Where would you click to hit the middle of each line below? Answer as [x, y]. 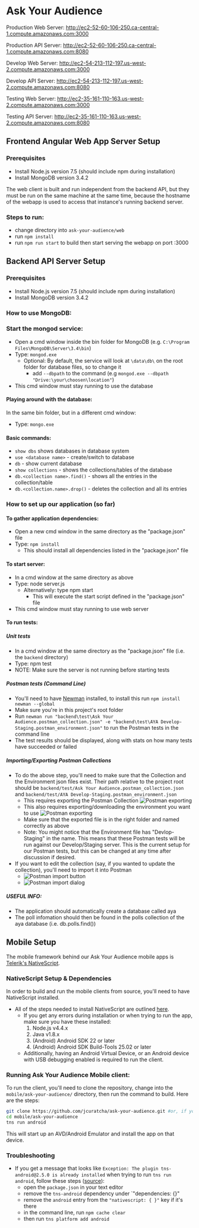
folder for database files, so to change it [72, 367]
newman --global [35, 704]
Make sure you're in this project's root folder [69, 710]
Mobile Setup [31, 942]
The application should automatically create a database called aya [95, 911]
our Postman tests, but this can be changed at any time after [97, 851]
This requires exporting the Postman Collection [81, 800]
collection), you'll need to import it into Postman [73, 870]
